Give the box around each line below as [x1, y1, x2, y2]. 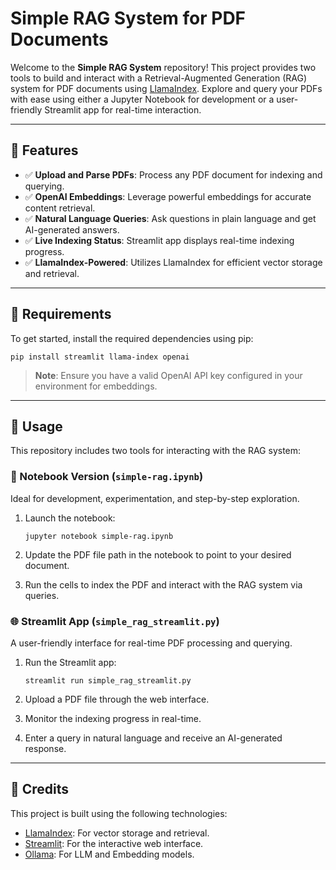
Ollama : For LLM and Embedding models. [24, 848, 195, 860]
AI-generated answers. [24, 223, 120, 236]
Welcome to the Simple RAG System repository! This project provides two [10, 61, 317, 73]
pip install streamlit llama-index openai [10, 352, 190, 362]
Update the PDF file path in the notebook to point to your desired [24, 548, 292, 561]
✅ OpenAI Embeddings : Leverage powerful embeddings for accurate [24, 190, 312, 202]
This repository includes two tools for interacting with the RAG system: [10, 445, 302, 457]
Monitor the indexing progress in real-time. [24, 712, 202, 724]
